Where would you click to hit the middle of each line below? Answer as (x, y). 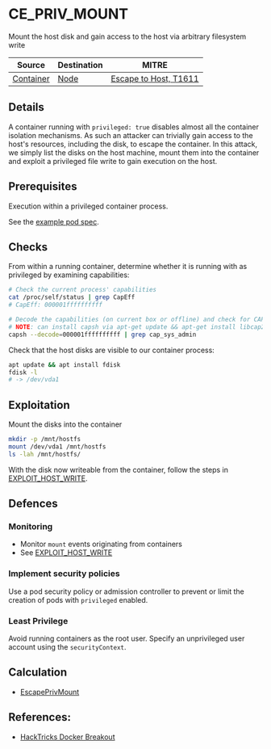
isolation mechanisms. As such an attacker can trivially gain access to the (131, 135)
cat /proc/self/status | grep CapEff (72, 297)
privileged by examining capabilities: (69, 275)
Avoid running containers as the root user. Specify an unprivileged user (127, 638)
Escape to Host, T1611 (155, 78)
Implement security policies (64, 574)
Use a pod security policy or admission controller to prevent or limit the (126, 591)
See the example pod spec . (54, 221)
